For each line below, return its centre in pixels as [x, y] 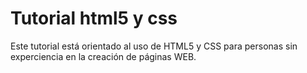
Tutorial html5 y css [94, 18]
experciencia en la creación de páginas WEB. [103, 56]
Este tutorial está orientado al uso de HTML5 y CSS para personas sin [154, 46]
